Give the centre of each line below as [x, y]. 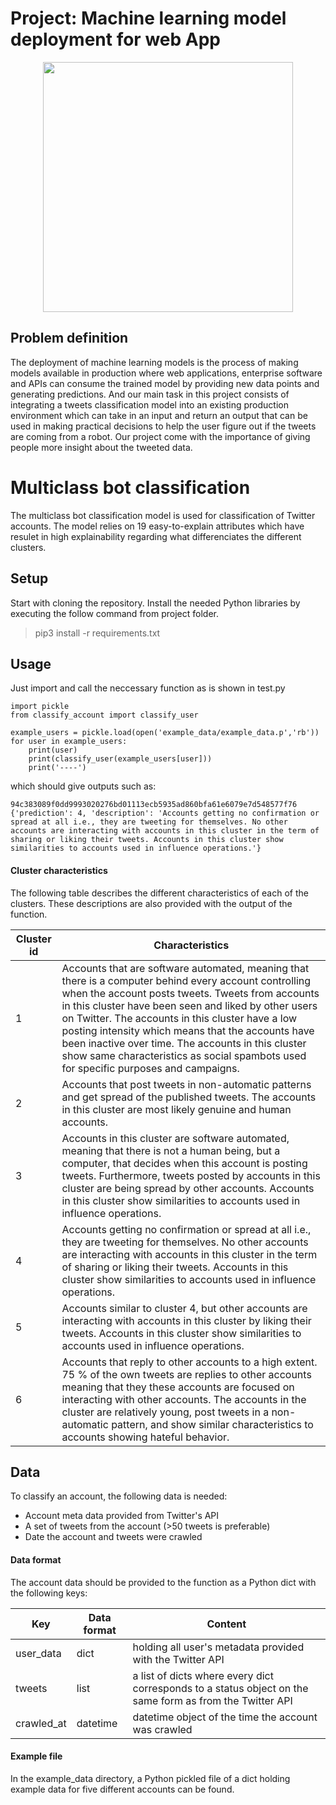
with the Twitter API [178, 1659]
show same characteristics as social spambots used [184, 1055]
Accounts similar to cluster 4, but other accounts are [184, 1308]
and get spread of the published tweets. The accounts [189, 1097]
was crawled [162, 1729]
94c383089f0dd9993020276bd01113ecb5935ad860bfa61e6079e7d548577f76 [154, 805]
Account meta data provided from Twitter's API [122, 1516]
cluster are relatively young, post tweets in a [165, 1412]
